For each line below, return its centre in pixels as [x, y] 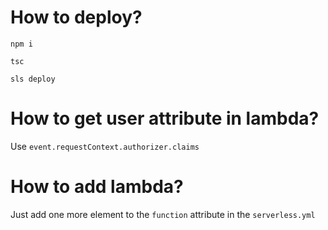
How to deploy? [76, 17]
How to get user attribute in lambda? [165, 118]
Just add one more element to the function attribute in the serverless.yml [163, 214]
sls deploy [33, 79]
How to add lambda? [97, 187]
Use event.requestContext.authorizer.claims [105, 146]
